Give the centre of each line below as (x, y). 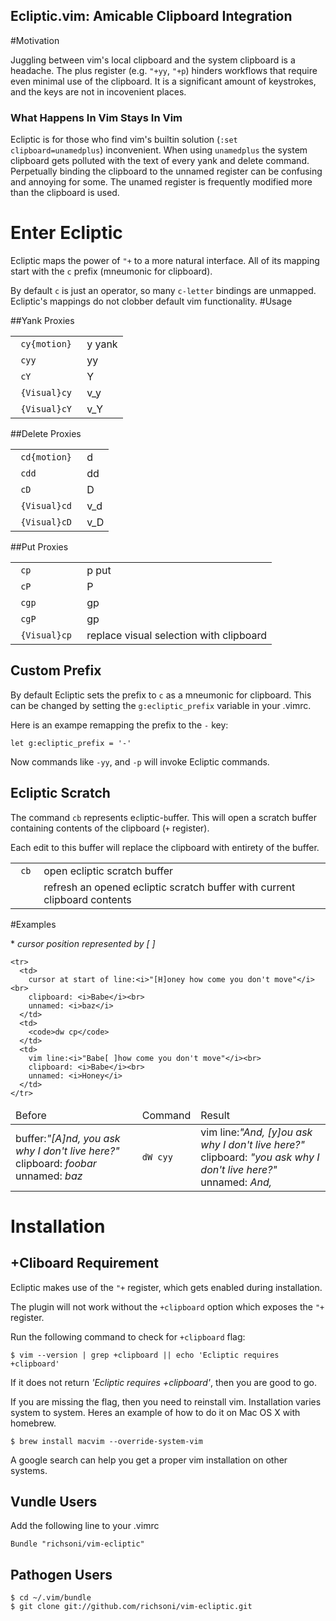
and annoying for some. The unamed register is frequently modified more (161, 182)
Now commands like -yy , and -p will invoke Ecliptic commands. (140, 761)
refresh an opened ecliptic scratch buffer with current (169, 887)
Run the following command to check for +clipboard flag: (128, 1336)
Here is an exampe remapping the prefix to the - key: (119, 725)
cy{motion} (46, 344)
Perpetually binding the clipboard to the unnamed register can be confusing (166, 171)
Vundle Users (54, 1502)
